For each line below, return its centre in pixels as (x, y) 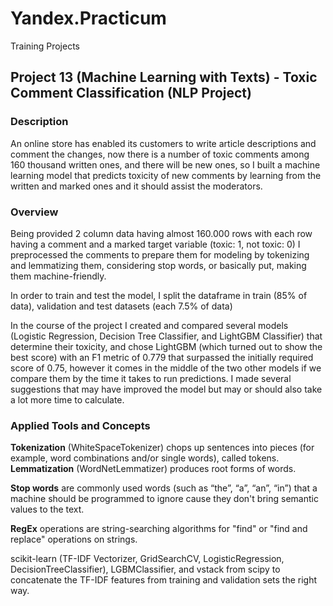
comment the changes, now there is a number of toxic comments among (160, 154)
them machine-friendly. (58, 276)
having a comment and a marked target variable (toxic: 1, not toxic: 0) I (155, 244)
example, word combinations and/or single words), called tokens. (145, 458)
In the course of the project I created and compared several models (149, 325)
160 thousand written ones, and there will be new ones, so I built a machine (165, 164)
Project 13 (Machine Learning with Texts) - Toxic (164, 77)
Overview (34, 212)
